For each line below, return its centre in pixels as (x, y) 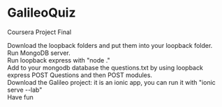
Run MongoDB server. (39, 53)
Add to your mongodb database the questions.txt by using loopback (105, 67)
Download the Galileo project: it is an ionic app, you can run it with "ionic (112, 82)
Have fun (20, 97)
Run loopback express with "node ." (59, 60)
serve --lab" (25, 90)
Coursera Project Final (39, 32)
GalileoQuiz (42, 13)
